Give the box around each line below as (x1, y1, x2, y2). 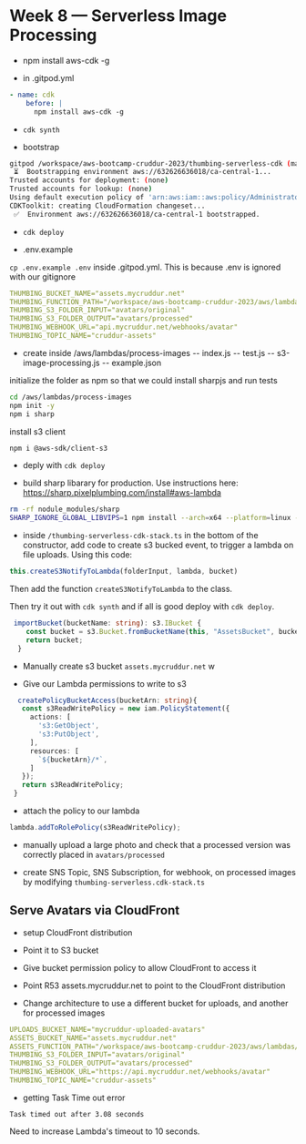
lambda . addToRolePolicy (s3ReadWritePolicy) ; (9, 823, 181, 832)
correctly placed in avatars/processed (22, 849, 166, 860)
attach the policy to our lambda (22, 805, 140, 816)
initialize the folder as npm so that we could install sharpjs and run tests (9, 374, 278, 385)
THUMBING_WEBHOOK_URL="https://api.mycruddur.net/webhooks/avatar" (9, 1067, 271, 1077)
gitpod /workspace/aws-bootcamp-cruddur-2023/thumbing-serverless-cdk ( (9, 158, 291, 169)
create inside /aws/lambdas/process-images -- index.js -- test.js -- (22, 347, 275, 358)
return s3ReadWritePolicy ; (21, 781, 125, 790)
